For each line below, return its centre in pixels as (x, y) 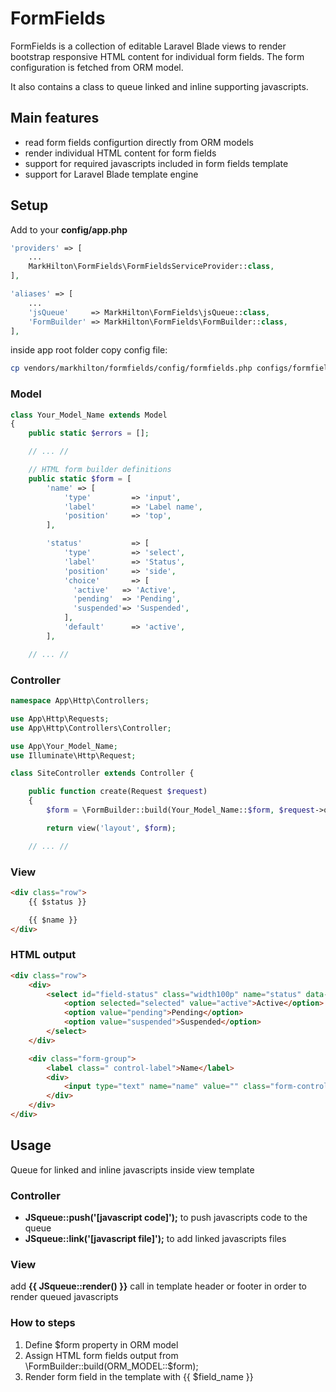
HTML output (43, 955)
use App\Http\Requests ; (60, 718)
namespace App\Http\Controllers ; (80, 701)
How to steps (43, 1323)
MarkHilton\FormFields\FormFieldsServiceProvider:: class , (151, 267)
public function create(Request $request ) (118, 792)
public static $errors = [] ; (89, 433)
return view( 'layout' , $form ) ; (111, 828)
